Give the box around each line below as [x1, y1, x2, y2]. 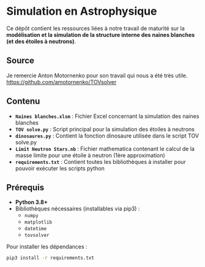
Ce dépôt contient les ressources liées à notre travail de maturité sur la [6, 25, 185, 32]
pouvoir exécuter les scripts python [15, 164, 105, 172]
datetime [24, 226, 47, 232]
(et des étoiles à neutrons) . [6, 37, 76, 45]
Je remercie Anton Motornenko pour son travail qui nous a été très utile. [6, 72, 188, 79]
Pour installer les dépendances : [6, 243, 88, 250]
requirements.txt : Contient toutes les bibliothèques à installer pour [15, 158, 187, 165]
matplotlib [24, 219, 53, 225]
